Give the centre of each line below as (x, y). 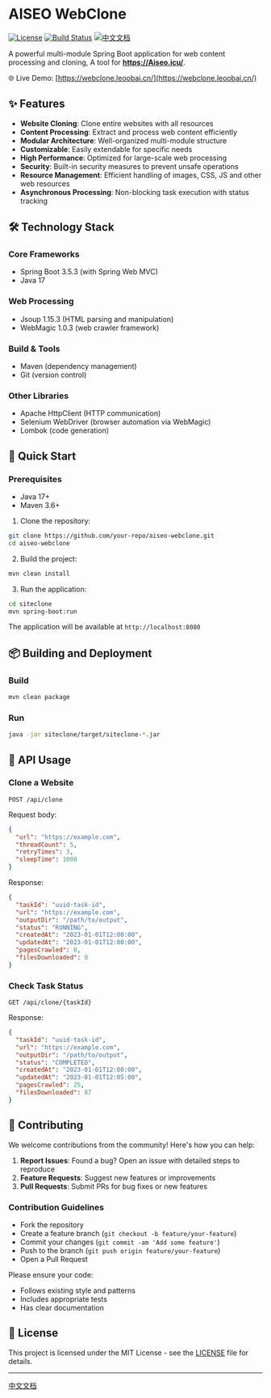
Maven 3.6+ (40, 506)
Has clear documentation (62, 1307)
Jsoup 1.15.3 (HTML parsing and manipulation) (97, 319)
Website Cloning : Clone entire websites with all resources (117, 123)
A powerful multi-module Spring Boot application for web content (117, 53)
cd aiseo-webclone (39, 543)
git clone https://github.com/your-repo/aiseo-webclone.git (112, 536)
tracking (34, 201)
